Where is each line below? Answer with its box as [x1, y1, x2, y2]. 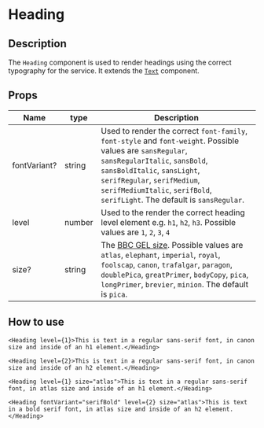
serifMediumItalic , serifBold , [101, 184, 212, 195]
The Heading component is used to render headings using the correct [8, 57, 232, 67]
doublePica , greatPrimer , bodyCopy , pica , [101, 269, 249, 280]
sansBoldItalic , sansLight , [101, 164, 200, 175]
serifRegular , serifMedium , [101, 175, 200, 186]
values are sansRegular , [101, 145, 188, 156]
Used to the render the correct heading [101, 207, 245, 218]
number [64, 216, 93, 227]
